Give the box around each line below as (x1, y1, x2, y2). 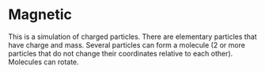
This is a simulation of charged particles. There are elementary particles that (8, 32, 257, 41)
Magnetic (8, 6, 73, 24)
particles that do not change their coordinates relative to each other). (8, 48, 233, 58)
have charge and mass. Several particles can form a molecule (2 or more (8, 40, 245, 49)
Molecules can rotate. (8, 57, 79, 67)
